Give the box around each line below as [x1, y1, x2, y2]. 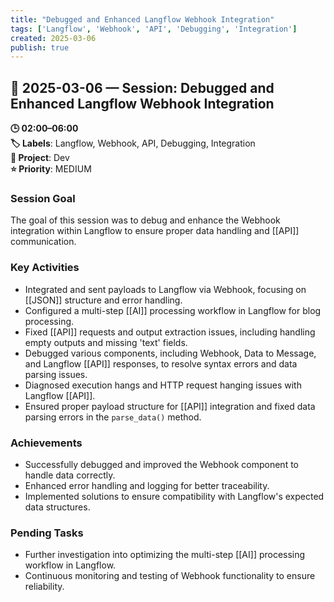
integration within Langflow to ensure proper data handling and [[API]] [10, 225, 300, 237]
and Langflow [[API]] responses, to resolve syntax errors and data [24, 357, 298, 370]
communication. [10, 236, 77, 248]
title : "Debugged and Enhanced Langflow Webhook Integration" [10, 14, 275, 25]
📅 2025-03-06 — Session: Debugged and [10, 79, 275, 96]
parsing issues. [24, 368, 88, 380]
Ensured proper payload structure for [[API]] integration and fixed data [24, 400, 316, 412]
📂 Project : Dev [10, 152, 70, 164]
